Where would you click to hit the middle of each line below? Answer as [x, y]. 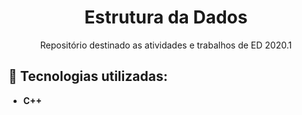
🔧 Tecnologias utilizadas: [88, 76]
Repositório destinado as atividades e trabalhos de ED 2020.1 [166, 45]
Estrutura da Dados [166, 17]
